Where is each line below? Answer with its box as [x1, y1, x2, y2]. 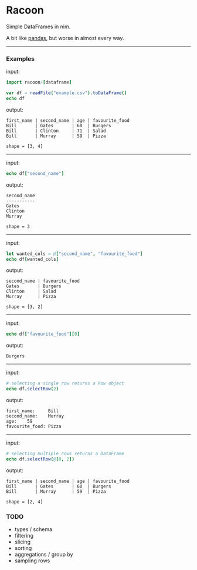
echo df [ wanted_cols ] [6, 256, 59, 262]
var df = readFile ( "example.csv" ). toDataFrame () [6, 90, 127, 96]
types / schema [14, 526, 53, 533]
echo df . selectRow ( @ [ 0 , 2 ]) [6, 456, 75, 462]
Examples [6, 54, 35, 62]
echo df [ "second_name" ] [6, 170, 64, 177]
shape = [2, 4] [6, 499, 43, 505]
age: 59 [6, 419, 33, 425]
